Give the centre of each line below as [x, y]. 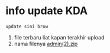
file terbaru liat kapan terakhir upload [59, 37]
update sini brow [27, 26]
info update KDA [47, 11]
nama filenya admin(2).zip [46, 44]
